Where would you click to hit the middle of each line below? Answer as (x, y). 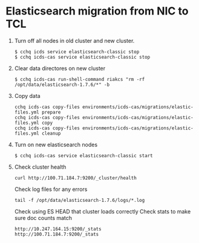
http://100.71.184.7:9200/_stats (57, 234)
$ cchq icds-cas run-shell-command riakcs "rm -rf (80, 79)
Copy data (27, 96)
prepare (51, 112)
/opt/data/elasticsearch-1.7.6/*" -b (62, 85)
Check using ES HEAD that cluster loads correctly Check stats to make (103, 211)
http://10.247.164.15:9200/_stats (58, 229)
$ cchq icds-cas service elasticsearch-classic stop (82, 57)
